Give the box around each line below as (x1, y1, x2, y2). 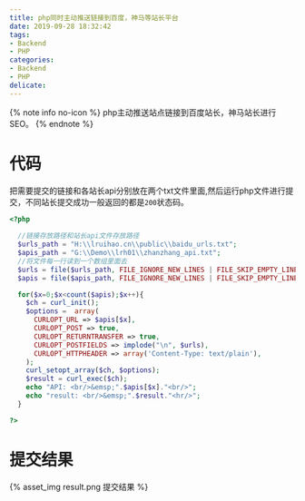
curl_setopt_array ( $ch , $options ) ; (25, 366, 161, 375)
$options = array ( (25, 307, 100, 316)
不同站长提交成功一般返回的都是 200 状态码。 (25, 196, 189, 207)
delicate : (9, 81, 47, 90)
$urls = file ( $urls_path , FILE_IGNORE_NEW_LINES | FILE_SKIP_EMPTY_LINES (17, 265, 302, 274)
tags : (9, 30, 30, 39)
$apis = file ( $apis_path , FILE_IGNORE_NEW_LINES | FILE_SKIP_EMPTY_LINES (17, 273, 302, 282)
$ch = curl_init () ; (25, 299, 100, 308)
